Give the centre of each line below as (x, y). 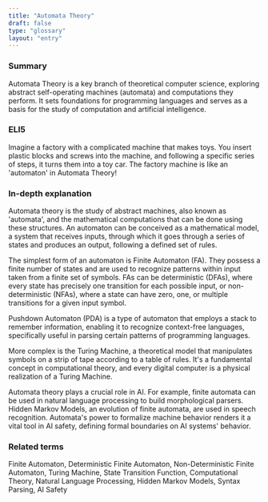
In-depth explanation (50, 193)
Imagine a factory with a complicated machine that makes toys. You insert (130, 147)
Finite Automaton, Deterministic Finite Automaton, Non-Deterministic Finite (131, 464)
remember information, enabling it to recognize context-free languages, (126, 327)
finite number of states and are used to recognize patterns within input (125, 269)
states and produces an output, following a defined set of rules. (113, 245)
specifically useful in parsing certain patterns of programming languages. (129, 335)
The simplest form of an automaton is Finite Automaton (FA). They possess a (134, 260)
